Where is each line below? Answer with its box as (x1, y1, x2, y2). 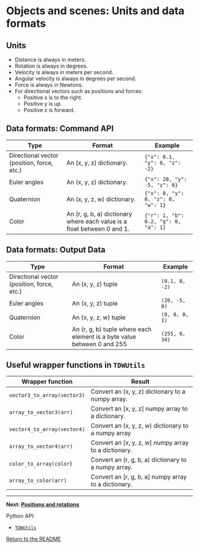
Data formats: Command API (6, 123, 114, 134)
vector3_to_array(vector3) (9, 392, 85, 399)
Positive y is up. (23, 100, 62, 107)
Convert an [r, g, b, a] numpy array (91, 473, 187, 481)
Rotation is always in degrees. (14, 62, 88, 69)
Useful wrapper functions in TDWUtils (6, 360, 146, 370)
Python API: (6, 512, 35, 520)
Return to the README (6, 536, 61, 543)
